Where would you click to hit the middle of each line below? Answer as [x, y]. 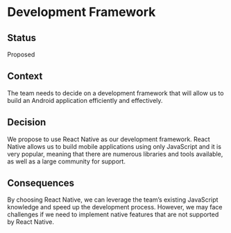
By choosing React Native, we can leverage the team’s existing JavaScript [113, 200]
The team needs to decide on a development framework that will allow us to [115, 93]
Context [25, 76]
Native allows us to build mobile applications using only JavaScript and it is [114, 146]
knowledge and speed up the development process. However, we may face [115, 207]
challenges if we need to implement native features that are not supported [113, 215]
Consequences [41, 183]
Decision [27, 122]
